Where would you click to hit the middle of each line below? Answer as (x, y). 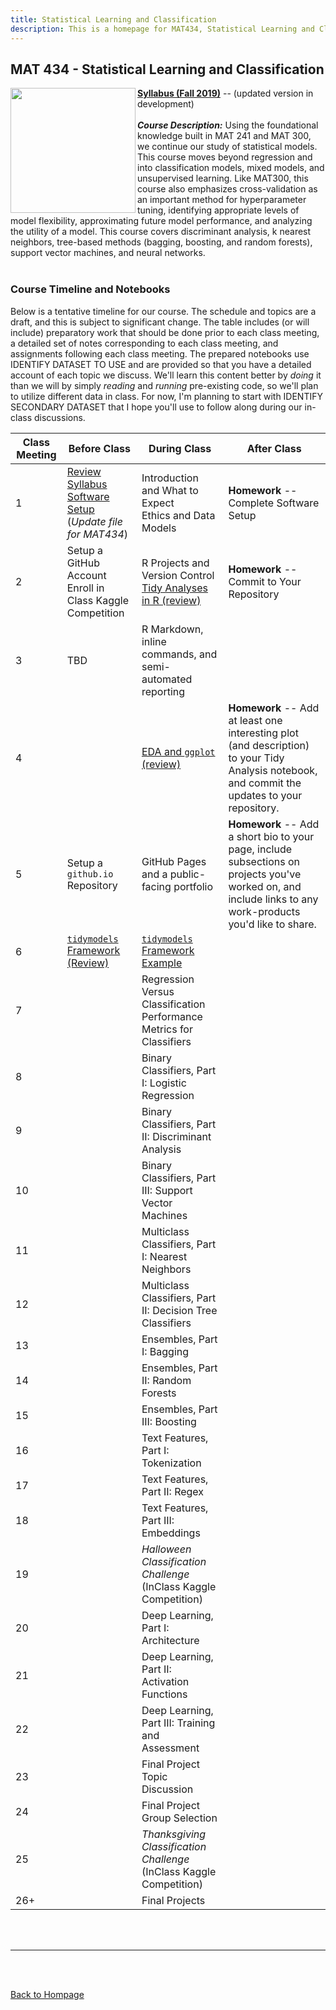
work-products (264, 911)
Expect (158, 503)
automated (167, 679)
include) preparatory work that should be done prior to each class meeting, (165, 332)
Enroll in (85, 588)
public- (188, 874)
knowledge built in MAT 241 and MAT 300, (224, 136)
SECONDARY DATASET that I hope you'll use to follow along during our (156, 407)
